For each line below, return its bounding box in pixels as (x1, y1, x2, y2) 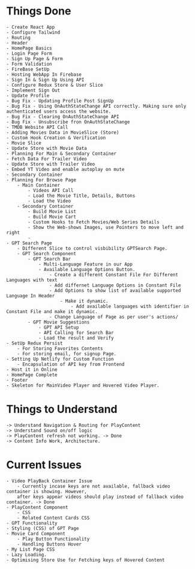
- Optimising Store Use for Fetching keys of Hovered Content (6, 557, 165, 563)
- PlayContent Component (6, 504, 68, 510)
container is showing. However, (6, 488, 87, 494)
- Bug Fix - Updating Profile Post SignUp (6, 98, 114, 104)
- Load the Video (28, 197, 71, 204)
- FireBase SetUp (6, 66, 50, 72)
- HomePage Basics (6, 45, 52, 51)
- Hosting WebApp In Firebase (6, 71, 82, 78)
